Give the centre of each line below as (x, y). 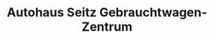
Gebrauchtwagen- (153, 13)
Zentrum (107, 27)
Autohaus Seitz (51, 13)
